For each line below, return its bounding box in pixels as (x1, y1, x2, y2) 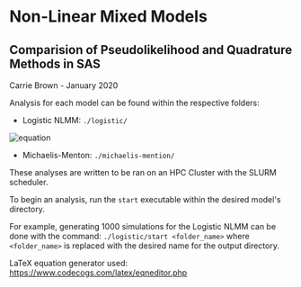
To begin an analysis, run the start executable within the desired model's (9, 194, 281, 204)
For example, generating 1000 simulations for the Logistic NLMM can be (9, 221, 277, 231)
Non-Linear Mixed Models (9, 6, 208, 27)
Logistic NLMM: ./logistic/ (22, 115, 128, 125)
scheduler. (9, 177, 49, 187)
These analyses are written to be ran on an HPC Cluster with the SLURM (9, 167, 277, 177)
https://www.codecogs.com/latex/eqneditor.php (9, 267, 188, 278)
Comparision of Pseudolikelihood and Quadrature (9, 42, 293, 58)
